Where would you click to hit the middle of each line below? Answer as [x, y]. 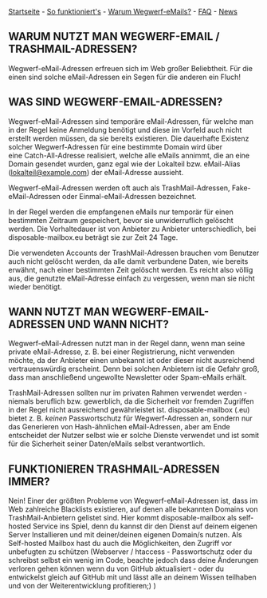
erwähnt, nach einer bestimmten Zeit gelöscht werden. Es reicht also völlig [131, 269]
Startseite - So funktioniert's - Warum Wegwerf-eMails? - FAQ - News [123, 12]
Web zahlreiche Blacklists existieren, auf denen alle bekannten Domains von [133, 509]
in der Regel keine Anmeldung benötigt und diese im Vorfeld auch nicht [125, 130]
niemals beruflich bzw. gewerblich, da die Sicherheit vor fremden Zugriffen [131, 401]
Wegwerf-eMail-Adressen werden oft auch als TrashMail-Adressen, [119, 188]
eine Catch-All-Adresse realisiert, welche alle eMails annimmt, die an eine [129, 155]
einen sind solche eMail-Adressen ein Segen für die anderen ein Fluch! [125, 77]
